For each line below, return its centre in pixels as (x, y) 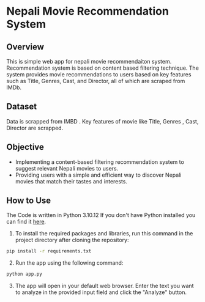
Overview (25, 47)
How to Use (29, 201)
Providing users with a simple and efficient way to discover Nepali (98, 175)
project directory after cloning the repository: (72, 240)
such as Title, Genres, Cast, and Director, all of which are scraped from (96, 81)
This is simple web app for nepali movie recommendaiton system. (89, 61)
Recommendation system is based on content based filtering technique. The (102, 68)
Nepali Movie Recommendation (88, 11)
